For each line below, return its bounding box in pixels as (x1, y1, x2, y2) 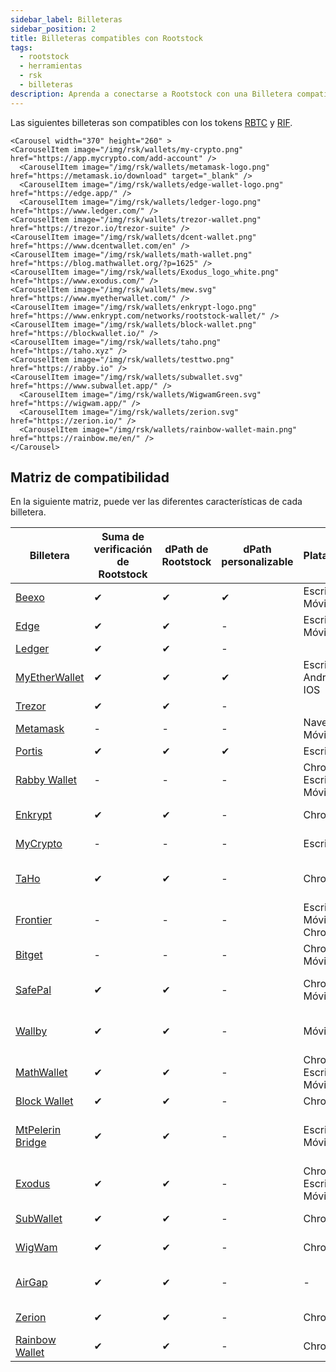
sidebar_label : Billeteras (10, 14, 123, 25)
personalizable (221, 555, 294, 569)
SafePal (15, 983, 52, 997)
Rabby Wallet (15, 773, 78, 787)
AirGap (15, 1276, 48, 1290)
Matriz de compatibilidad (10, 469, 170, 486)
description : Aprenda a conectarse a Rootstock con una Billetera (10, 89, 293, 99)
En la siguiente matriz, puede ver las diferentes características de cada (10, 496, 303, 508)
